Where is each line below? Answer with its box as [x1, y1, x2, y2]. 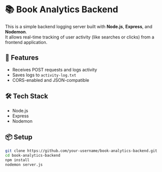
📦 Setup [5, 133, 33, 141]
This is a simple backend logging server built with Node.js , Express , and [5, 23, 153, 30]
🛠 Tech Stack [5, 92, 48, 101]
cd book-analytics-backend [5, 153, 61, 158]
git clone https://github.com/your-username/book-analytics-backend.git [5, 148, 158, 153]
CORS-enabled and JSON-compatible [12, 77, 90, 83]
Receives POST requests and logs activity [12, 67, 97, 72]
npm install [5, 158, 30, 163]
